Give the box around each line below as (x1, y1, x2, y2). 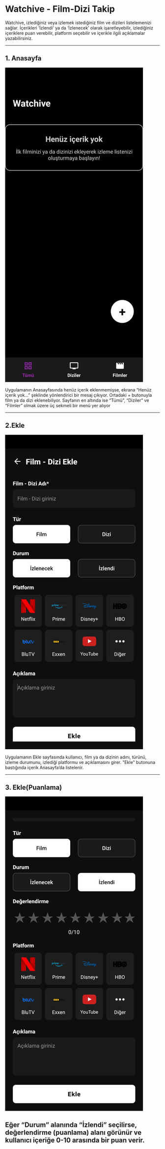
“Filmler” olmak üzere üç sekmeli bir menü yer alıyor (5, 402, 110, 408)
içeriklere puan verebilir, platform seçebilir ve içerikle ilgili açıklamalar (5, 30, 145, 36)
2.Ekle (5, 421, 25, 430)
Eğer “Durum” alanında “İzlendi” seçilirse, (5, 1121, 137, 1129)
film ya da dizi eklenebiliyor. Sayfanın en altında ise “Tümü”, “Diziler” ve (5, 397, 149, 403)
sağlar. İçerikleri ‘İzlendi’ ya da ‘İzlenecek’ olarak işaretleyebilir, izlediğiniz (5, 25, 154, 30)
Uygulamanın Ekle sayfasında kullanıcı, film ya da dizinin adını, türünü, (5, 754, 147, 760)
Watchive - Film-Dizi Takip (5, 3, 115, 15)
